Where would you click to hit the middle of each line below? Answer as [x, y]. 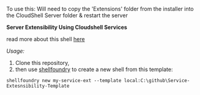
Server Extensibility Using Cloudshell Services [67, 27]
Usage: [16, 51]
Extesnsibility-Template [38, 86]
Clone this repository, [42, 63]
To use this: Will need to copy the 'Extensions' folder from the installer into [100, 9]
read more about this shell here [46, 39]
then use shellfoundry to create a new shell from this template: [94, 69]
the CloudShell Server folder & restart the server [67, 15]
